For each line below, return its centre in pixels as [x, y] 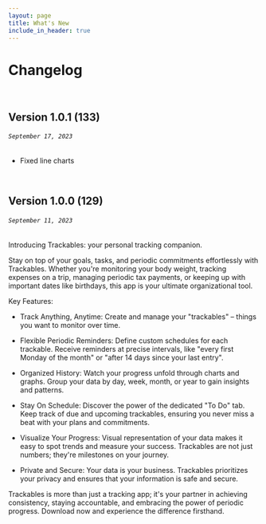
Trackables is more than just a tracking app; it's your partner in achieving [128, 494]
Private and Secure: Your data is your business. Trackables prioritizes [134, 470]
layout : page [30, 16]
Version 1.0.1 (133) [54, 117]
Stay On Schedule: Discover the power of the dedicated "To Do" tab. [132, 405]
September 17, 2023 [41, 136]
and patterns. [42, 390]
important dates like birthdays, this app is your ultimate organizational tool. [131, 286]
